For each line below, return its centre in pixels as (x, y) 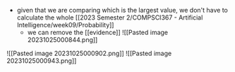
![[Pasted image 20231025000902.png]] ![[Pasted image (89, 53)
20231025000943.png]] (42, 61)
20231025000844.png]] (62, 40)
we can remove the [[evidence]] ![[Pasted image (98, 32)
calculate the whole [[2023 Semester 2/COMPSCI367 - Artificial (110, 17)
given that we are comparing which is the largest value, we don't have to (122, 10)
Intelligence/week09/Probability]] (65, 25)
